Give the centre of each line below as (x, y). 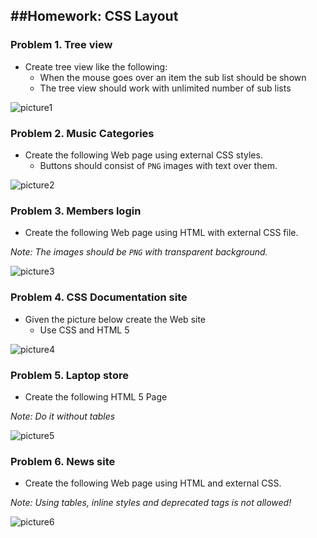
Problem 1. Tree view (61, 45)
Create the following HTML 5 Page (96, 396)
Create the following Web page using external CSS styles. (143, 155)
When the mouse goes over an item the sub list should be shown (173, 77)
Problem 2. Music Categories (82, 133)
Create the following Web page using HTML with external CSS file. (161, 233)
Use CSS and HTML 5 (84, 330)
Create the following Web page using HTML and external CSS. (153, 483)
